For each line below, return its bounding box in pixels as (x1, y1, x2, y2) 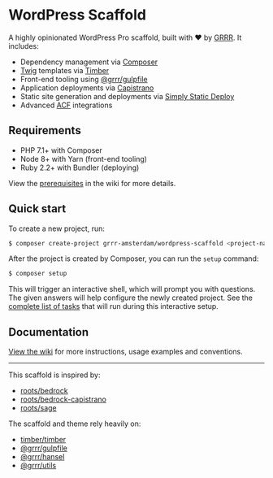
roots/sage (19, 403, 57, 413)
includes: (8, 41, 39, 50)
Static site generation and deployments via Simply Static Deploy (19, 91, 235, 101)
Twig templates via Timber (19, 65, 110, 75)
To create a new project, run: (8, 224, 106, 233)
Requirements (8, 124, 81, 137)
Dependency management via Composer (19, 57, 158, 67)
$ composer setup (8, 270, 67, 278)
